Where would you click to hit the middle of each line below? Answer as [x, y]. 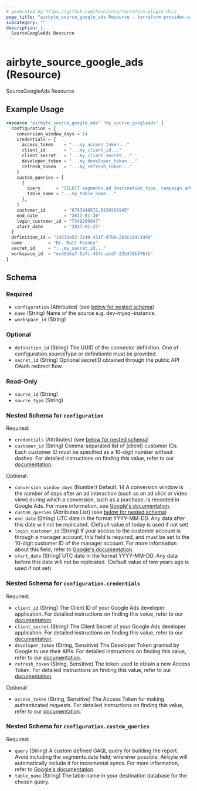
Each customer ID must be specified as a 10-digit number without [94, 452]
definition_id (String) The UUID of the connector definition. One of [96, 347]
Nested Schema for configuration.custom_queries [78, 727]
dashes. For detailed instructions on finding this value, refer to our [94, 459]
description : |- [26, 28]
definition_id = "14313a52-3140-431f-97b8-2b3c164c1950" [82, 237]
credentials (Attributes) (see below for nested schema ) [82, 440]
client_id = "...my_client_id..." [72, 150]
